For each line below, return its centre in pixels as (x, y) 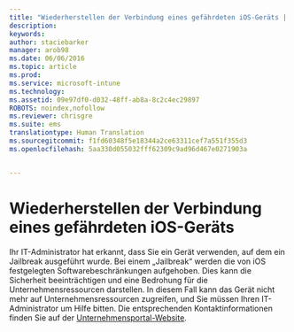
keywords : (27, 34)
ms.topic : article (43, 67)
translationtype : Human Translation (77, 133)
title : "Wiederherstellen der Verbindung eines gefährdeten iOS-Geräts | (148, 17)
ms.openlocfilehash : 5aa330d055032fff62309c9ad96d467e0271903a (128, 149)
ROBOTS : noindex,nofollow (57, 108)
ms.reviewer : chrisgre (51, 116)
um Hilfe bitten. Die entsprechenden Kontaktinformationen (166, 308)
